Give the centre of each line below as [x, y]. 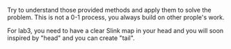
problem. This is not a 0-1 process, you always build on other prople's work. [116, 17]
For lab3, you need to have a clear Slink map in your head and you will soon [115, 31]
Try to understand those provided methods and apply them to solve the [109, 10]
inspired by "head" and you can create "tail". [71, 38]
